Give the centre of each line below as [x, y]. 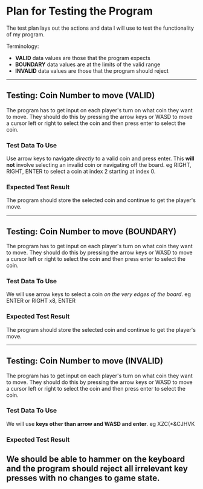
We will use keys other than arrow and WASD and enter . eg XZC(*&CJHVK [101, 423]
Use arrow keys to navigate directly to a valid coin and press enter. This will [100, 158]
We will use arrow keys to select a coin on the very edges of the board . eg [99, 294]
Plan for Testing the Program [79, 11]
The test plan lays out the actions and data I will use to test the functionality [100, 28]
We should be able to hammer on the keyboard [96, 459]
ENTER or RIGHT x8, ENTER [41, 301]
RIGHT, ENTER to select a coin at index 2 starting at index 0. [81, 172]
